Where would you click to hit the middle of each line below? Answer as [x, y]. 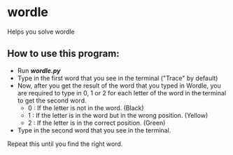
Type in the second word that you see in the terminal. [94, 130]
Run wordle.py [39, 70]
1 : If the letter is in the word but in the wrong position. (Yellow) [118, 115]
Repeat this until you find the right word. [65, 144]
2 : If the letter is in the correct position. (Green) [97, 123]
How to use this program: [64, 54]
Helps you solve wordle [41, 32]
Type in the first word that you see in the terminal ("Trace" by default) [118, 78]
